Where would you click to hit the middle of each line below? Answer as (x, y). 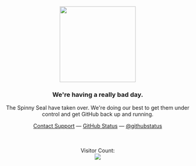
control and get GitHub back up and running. (98, 115)
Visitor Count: (98, 151)
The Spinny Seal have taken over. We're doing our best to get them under (98, 108)
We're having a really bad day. (98, 95)
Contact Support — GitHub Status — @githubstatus (98, 126)
